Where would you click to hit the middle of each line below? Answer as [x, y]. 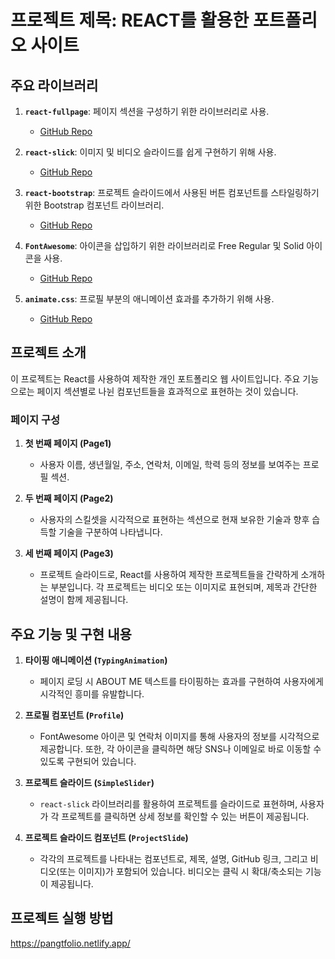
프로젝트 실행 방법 [62, 918]
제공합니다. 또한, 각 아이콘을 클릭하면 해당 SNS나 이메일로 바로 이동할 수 [180, 748]
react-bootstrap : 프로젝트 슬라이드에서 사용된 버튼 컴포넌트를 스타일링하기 [172, 192]
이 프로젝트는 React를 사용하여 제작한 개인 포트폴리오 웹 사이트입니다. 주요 [155, 378]
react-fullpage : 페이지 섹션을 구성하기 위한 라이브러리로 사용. [147, 111]
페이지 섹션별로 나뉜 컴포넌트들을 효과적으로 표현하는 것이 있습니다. [167, 391]
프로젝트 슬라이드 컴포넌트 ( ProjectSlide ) [106, 837]
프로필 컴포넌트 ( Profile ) [74, 715]
